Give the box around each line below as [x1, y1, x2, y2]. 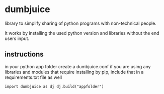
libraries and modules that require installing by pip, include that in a [5, 69, 144, 75]
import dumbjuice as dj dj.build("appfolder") [5, 84, 104, 89]
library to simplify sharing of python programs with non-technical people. [5, 20, 156, 26]
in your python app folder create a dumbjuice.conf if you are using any [5, 63, 151, 69]
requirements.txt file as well [5, 74, 62, 80]
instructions [5, 50, 44, 59]
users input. [5, 35, 30, 41]
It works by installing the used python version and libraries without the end [5, 30, 159, 36]
